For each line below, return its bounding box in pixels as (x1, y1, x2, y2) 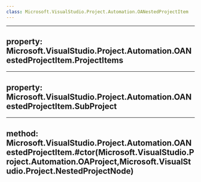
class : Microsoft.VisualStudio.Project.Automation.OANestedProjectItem (6, 8, 188, 15)
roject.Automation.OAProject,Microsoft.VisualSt (6, 156, 191, 166)
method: (6, 128, 39, 138)
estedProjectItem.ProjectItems (6, 55, 124, 66)
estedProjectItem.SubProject (6, 101, 117, 111)
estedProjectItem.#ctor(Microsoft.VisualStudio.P (6, 147, 194, 157)
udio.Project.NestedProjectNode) (6, 166, 134, 176)
